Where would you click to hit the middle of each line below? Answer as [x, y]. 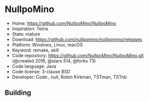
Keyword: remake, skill [35, 50]
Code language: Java [34, 66]
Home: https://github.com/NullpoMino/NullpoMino [64, 23]
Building [18, 93]
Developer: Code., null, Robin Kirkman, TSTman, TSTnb [69, 77]
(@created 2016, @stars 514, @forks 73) [54, 61]
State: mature [26, 34]
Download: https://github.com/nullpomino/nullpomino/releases [77, 39]
